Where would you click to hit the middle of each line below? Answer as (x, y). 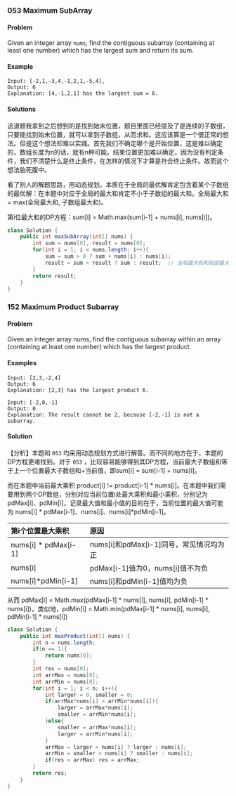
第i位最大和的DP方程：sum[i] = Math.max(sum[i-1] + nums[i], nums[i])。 (112, 217)
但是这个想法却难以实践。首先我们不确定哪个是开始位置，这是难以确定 (121, 143)
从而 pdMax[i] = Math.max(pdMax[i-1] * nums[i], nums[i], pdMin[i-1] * (108, 600)
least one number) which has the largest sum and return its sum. (101, 51)
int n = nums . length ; (64, 642)
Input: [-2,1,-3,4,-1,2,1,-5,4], (56, 81)
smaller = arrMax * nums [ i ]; (97, 727)
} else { (54, 721)
